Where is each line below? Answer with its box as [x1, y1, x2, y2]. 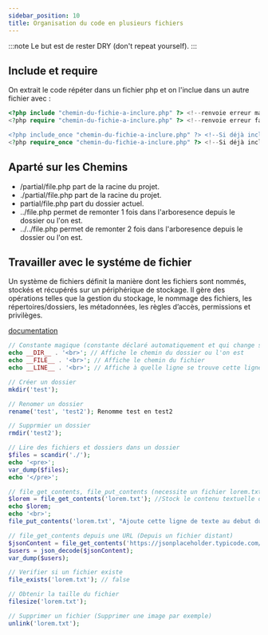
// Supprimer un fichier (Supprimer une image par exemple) [8, 612, 213, 620]
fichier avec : [8, 93, 51, 104]
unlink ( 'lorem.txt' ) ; [8, 619, 81, 627]
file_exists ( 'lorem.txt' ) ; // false [8, 576, 130, 584]
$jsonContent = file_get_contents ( [8, 539, 127, 547]
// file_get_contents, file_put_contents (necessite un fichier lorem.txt [8, 487, 262, 495]
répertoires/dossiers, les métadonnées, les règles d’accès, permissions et [8, 302, 251, 312]
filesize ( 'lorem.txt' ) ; [8, 598, 88, 606]
